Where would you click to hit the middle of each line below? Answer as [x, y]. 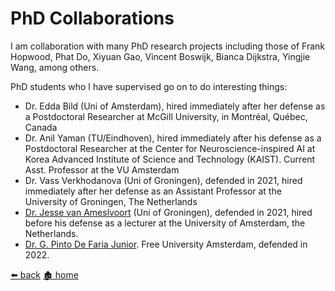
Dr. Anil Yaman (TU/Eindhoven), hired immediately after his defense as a [173, 138]
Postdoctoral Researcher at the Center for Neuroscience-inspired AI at [170, 148]
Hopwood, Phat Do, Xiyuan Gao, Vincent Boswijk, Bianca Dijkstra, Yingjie [160, 56]
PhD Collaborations [92, 18]
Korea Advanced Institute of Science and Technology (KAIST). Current [170, 159]
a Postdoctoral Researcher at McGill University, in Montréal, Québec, [166, 116]
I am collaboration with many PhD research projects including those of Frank [167, 46]
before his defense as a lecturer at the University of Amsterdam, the [165, 223]
